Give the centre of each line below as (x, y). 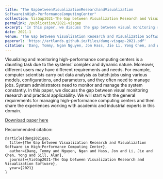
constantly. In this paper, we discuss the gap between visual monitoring (77, 90)
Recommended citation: (29, 129)
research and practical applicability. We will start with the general (70, 95)
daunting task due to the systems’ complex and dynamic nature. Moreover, (80, 64)
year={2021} (22, 168)
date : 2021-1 (18, 32)
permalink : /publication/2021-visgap (43, 23)
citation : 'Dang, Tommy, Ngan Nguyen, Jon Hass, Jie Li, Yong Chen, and (80, 45)
